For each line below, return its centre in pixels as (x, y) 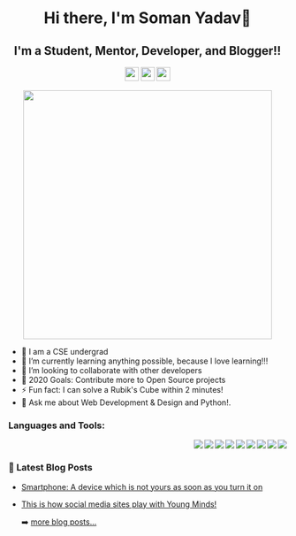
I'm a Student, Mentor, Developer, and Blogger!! (148, 51)
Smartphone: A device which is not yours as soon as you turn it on (142, 486)
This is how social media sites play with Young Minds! (119, 504)
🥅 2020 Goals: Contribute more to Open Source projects (123, 380)
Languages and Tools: (57, 425)
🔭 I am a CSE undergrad (65, 352)
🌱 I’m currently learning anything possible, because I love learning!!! (144, 361)
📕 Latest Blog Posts (51, 468)
